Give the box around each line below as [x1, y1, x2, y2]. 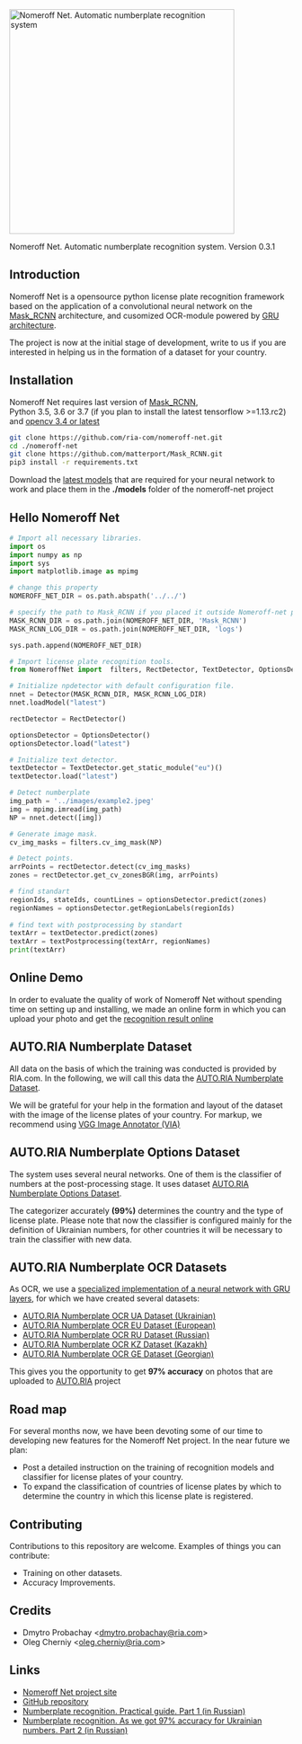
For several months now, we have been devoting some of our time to [9, 1426, 263, 1437]
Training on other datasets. [22, 1567, 123, 1578]
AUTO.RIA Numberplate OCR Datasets [9, 1260, 227, 1275]
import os [9, 542, 47, 551]
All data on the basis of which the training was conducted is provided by [9, 1063, 277, 1074]
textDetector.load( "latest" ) [9, 772, 119, 781]
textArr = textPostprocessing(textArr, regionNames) [9, 937, 211, 946]
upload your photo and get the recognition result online [9, 1013, 214, 1023]
